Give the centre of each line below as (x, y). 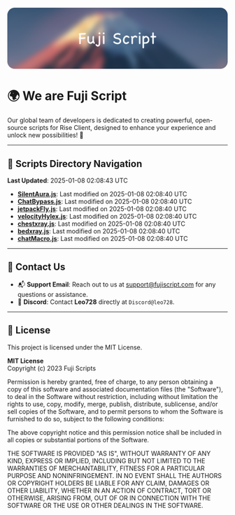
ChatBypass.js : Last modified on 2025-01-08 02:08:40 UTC (105, 202)
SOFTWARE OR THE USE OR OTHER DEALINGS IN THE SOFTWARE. (105, 505)
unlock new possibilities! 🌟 (45, 135)
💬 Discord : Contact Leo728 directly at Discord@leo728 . (96, 302)
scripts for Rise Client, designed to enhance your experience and (122, 128)
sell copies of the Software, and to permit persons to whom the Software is (115, 411)
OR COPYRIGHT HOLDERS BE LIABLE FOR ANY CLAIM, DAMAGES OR (108, 483)
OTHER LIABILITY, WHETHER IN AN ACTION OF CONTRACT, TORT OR (109, 491)
